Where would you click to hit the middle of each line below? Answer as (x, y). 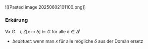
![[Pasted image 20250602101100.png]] (45, 7)
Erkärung (17, 20)
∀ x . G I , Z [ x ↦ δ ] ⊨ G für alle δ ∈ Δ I (43, 31)
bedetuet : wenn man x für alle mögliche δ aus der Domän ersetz (78, 41)
